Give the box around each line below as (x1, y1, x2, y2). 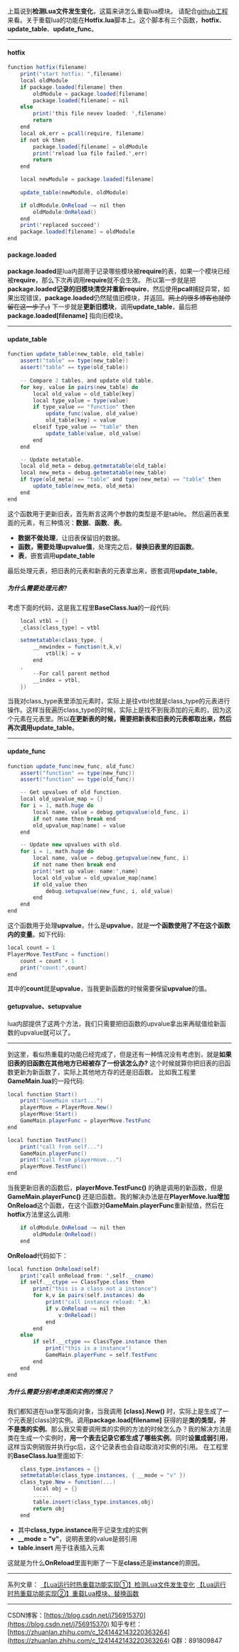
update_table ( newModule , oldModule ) (20, 188, 129, 196)
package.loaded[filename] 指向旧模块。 (7, 311, 127, 320)
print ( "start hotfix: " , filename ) (20, 70, 122, 78)
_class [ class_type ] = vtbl (20, 624, 100, 632)
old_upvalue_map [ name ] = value (33, 821, 126, 829)
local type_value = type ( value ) (33, 397, 129, 404)
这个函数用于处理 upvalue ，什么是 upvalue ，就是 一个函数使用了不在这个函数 (7, 921, 231, 930)
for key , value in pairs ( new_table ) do (20, 383, 139, 390)
